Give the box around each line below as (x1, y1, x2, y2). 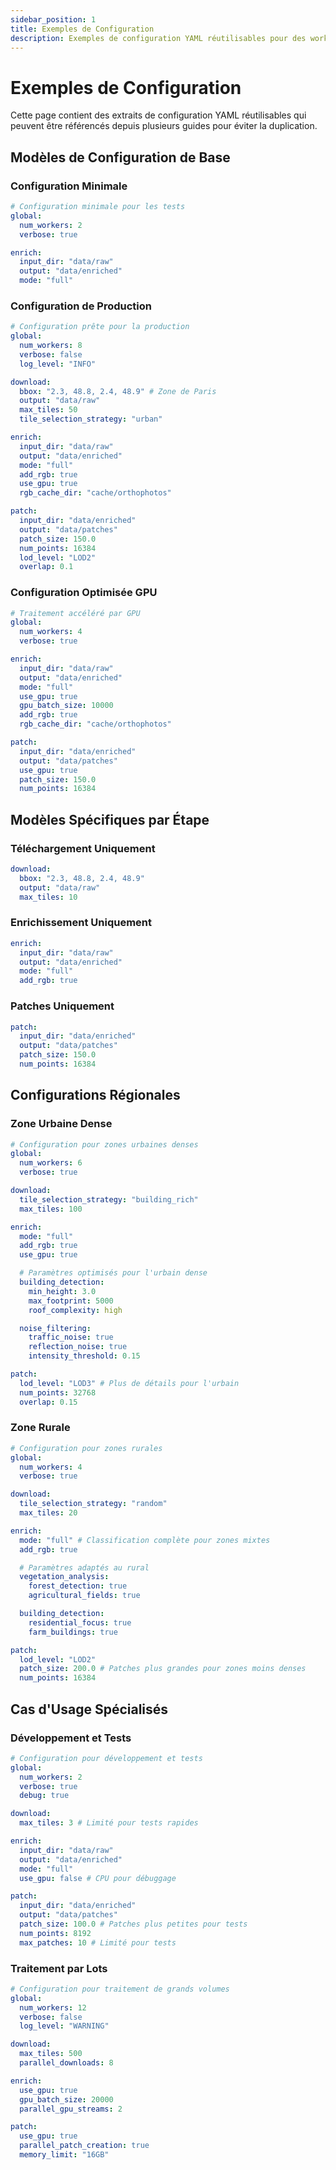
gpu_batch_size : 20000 (19, 2094, 114, 2105)
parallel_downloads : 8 (19, 2058, 114, 2068)
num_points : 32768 (19, 1387, 97, 1398)
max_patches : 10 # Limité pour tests (19, 1937, 177, 1948)
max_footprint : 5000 (28, 1296, 114, 1306)
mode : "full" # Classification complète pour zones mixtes (19, 1535, 271, 1545)
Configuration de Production (10, 299, 152, 313)
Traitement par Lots (10, 1961, 108, 1975)
